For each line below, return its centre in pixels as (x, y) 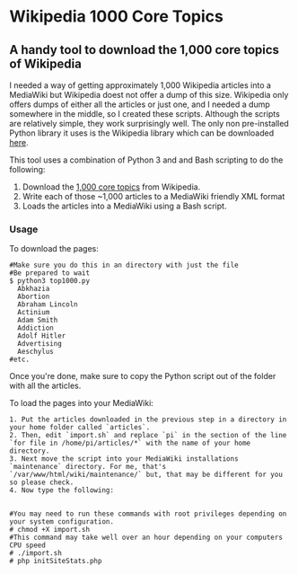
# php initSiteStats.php (56, 561)
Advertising (40, 344)
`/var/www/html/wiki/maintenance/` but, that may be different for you (146, 475)
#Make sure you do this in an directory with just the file (124, 265)
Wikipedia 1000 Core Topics (117, 17)
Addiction (35, 328)
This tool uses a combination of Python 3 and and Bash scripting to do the (146, 160)
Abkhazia (34, 289)
